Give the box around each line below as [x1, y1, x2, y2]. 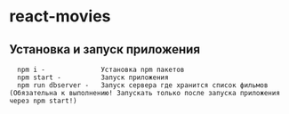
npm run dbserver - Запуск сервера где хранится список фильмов [17, 81, 269, 90]
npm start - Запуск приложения [17, 73, 169, 82]
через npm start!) [9, 96, 77, 105]
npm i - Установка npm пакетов [17, 65, 185, 74]
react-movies [9, 6, 111, 27]
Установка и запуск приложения [9, 42, 201, 57]
